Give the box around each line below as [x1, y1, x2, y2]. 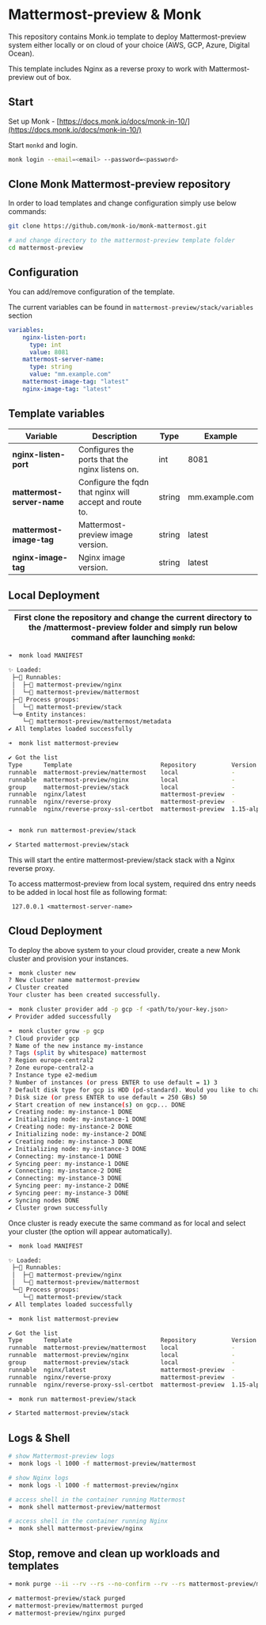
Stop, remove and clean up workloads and [8, 1547, 220, 1560]
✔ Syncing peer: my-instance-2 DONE [8, 1182, 129, 1190]
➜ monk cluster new [8, 969, 77, 977]
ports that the [78, 453, 129, 465]
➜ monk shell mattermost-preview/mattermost [8, 1503, 161, 1511]
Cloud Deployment [8, 924, 103, 938]
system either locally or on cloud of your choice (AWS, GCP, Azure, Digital [8, 40, 250, 49]
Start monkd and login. [8, 140, 78, 150]
